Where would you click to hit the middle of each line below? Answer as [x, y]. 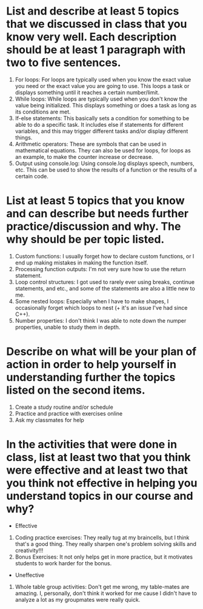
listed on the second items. [76, 390]
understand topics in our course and [100, 496]
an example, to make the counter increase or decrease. [84, 156]
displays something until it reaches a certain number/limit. [87, 92]
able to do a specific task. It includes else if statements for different [99, 124]
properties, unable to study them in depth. [68, 327]
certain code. [32, 176]
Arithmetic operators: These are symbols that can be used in [91, 144]
